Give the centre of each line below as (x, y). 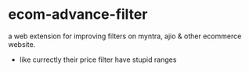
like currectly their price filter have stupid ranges (98, 59)
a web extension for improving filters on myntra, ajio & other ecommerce (125, 36)
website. (22, 44)
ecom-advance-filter (78, 14)
